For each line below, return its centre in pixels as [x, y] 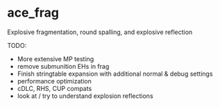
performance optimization [54, 81]
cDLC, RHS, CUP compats [54, 88]
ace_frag [33, 13]
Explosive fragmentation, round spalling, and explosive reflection [100, 32]
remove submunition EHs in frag [63, 66]
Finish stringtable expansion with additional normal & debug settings [115, 74]
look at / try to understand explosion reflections [85, 96]
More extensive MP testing [56, 59]
